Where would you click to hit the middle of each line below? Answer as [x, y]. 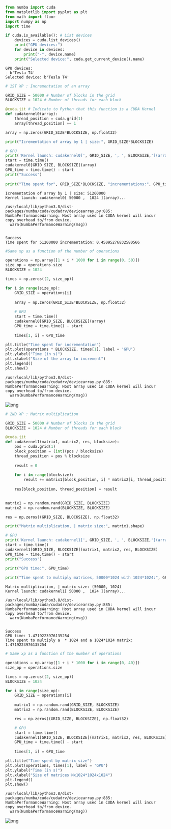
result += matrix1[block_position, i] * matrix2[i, [80, 480]
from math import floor [31, 17]
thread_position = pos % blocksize [52, 456]
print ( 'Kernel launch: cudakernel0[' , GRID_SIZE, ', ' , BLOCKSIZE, [78, 156]
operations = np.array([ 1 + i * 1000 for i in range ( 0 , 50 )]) [73, 260]
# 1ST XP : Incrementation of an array [48, 86]
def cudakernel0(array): [32, 114]
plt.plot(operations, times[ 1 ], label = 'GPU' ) [57, 765]
